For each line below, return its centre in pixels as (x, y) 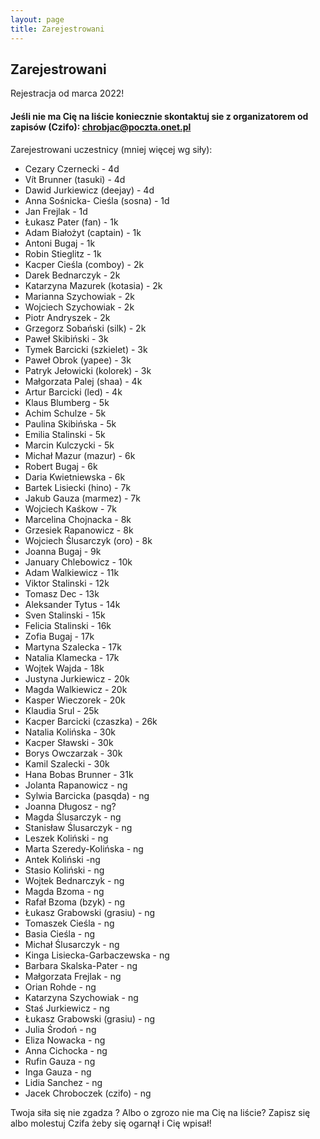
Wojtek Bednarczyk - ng (74, 880)
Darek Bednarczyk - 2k (72, 275)
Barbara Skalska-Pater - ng (81, 965)
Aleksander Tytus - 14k (72, 604)
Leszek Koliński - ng (66, 838)
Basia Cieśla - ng (59, 933)
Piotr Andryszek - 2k (67, 317)
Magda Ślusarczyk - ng (73, 817)
